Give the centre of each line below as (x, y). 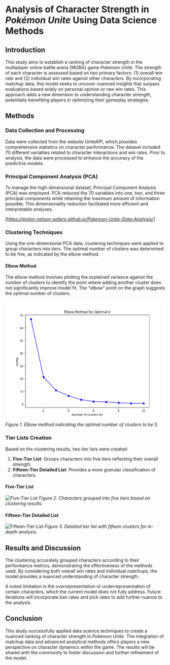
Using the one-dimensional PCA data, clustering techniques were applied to (84, 244)
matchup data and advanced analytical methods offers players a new (77, 642)
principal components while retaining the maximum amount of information (82, 198)
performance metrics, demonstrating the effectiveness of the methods (79, 566)
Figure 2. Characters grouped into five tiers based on (95, 498)
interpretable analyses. (29, 209)
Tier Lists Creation (28, 438)
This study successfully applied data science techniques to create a (76, 631)
